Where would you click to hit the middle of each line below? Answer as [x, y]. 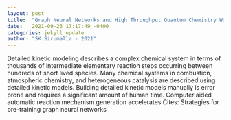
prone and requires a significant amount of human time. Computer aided [109, 95]
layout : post [26, 13]
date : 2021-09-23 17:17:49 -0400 [58, 26]
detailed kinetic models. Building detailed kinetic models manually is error [111, 88]
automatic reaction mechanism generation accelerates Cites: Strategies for [113, 102]
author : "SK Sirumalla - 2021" [52, 39]
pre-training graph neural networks [57, 110]
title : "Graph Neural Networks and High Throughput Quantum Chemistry [112, 20]
